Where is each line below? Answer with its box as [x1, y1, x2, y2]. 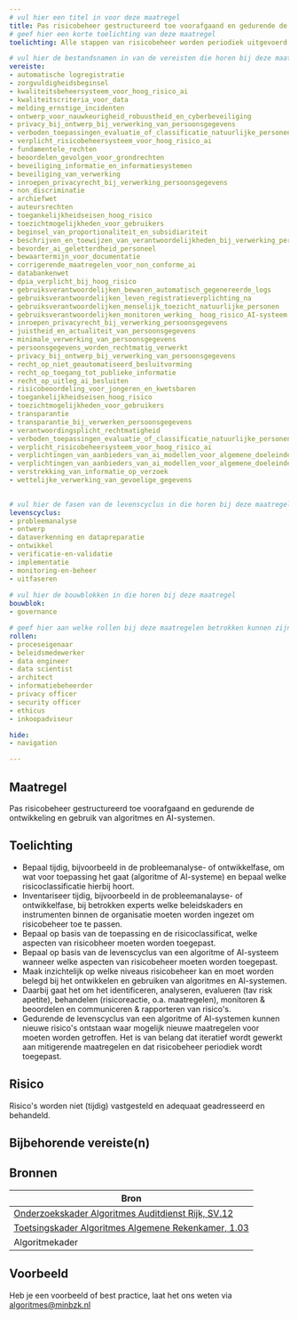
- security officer [9, 697, 82, 707]
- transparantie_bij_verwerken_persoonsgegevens [9, 417, 192, 427]
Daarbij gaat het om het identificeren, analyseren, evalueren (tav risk [21, 985, 273, 995]
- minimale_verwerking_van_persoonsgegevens [9, 335, 176, 344]
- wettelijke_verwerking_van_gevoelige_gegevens [9, 476, 192, 485]
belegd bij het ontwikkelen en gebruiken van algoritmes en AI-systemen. [21, 975, 287, 985]
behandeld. [9, 1109, 51, 1121]
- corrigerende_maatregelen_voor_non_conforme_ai [9, 261, 197, 269]
